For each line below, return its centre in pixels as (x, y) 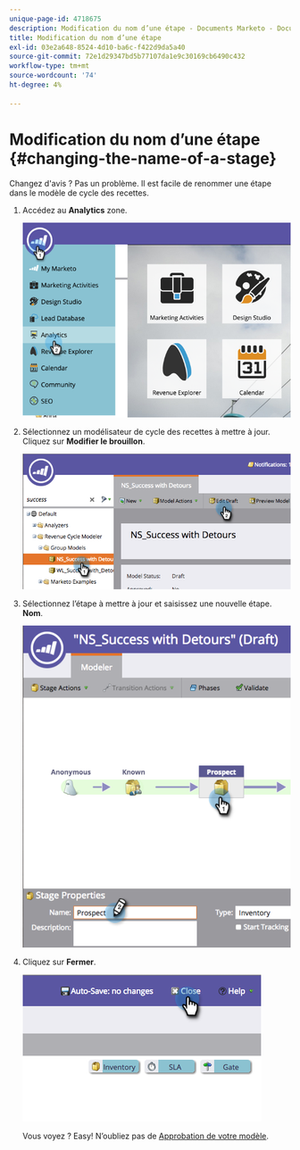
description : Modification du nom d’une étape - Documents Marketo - (142, 28)
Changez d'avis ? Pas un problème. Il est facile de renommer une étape (141, 183)
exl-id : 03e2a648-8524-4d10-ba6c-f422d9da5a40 (97, 47)
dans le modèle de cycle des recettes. (79, 193)
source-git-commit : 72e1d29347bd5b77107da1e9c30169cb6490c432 (127, 57)
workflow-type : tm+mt (50, 66)
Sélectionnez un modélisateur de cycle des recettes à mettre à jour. (146, 431)
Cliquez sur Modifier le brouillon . (83, 441)
